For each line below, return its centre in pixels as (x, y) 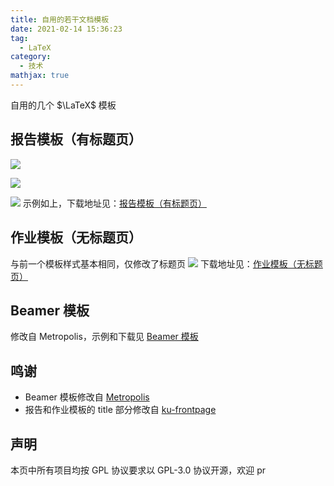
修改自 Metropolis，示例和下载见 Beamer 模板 (104, 337)
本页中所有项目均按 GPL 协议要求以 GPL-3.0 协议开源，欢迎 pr (138, 470)
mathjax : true (40, 76)
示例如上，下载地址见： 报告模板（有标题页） (114, 203)
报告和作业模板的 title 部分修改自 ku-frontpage (120, 410)
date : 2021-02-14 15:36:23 (66, 29)
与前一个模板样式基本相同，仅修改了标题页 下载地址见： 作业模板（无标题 (166, 263)
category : (31, 57)
